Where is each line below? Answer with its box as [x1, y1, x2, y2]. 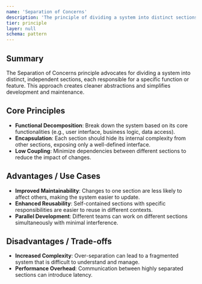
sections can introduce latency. [14, 271, 93, 279]
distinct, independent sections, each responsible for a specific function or [6, 76, 189, 83]
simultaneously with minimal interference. [14, 219, 118, 226]
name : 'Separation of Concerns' [6, 8, 87, 15]
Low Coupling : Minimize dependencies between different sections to [14, 147, 186, 154]
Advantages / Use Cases [6, 171, 101, 181]
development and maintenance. [6, 88, 85, 95]
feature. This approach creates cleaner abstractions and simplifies [6, 82, 171, 89]
